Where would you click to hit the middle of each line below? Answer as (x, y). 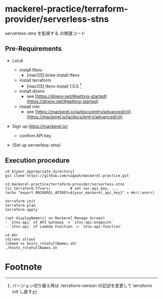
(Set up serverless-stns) (36, 145)
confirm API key (35, 136)
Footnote (24, 267)
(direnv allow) (20, 239)
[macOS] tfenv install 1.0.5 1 (54, 86)
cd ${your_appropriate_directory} (40, 172)
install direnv (32, 91)
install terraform (35, 80)
